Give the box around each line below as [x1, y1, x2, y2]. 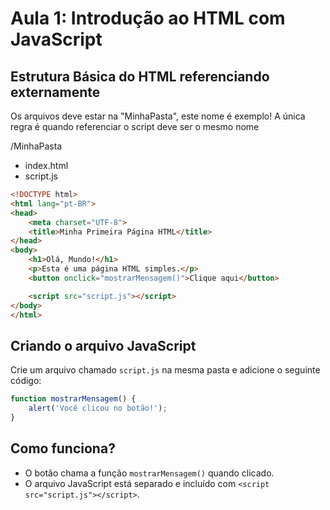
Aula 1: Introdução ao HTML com [10, 7, 286, 30]
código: [10, 375, 42, 387]
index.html [24, 160, 69, 171]
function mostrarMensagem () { [10, 394, 137, 404]
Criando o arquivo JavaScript [10, 337, 197, 354]
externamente [10, 83, 101, 101]
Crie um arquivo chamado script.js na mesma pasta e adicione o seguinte [10, 364, 321, 376]
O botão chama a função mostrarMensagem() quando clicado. [24, 467, 275, 479]
